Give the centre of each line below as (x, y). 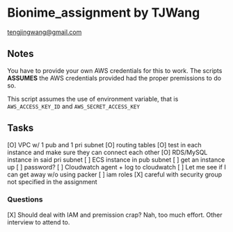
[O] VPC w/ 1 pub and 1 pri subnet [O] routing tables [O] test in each (104, 144)
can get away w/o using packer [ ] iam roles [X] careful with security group (115, 174)
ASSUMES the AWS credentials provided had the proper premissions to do (114, 78)
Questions (25, 199)
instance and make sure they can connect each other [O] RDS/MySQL (107, 152)
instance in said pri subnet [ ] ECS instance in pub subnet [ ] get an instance (116, 159)
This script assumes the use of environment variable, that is (93, 99)
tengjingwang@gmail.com (45, 32)
